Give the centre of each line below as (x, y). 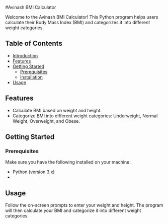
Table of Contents (34, 44)
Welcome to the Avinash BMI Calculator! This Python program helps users (82, 17)
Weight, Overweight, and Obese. (46, 121)
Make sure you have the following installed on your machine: (68, 162)
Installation (31, 77)
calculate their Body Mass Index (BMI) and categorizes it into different (78, 22)
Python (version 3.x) (33, 172)
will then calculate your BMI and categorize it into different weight (73, 210)
